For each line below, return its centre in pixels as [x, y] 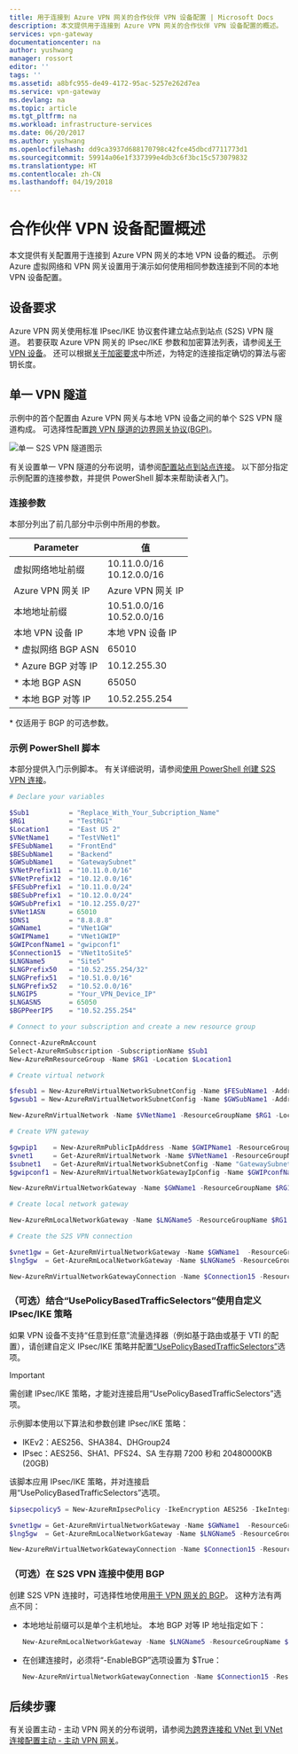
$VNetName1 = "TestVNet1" [65, 838]
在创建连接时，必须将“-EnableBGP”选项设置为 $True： [122, 1660]
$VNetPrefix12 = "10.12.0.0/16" [71, 879]
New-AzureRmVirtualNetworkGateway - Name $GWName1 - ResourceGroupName [141, 1188]
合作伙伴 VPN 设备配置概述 [107, 229]
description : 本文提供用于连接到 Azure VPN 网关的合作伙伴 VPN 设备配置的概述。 [146, 26]
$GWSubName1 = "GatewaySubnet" [73, 862]
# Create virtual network [57, 1075]
